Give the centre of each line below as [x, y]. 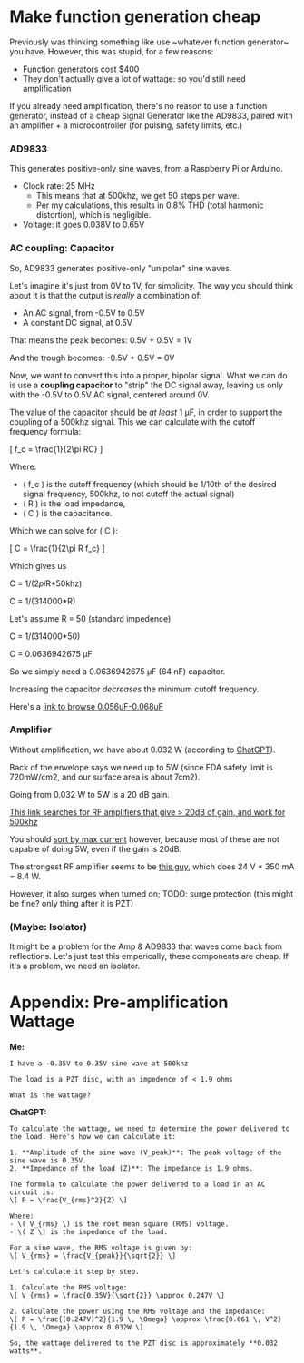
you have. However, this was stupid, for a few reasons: [112, 51]
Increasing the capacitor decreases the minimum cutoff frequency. [134, 689]
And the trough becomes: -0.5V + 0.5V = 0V [92, 358]
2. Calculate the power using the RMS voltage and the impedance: [137, 1312]
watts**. [26, 1351]
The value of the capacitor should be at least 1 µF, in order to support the [146, 412]
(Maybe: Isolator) [49, 927]
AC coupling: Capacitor [62, 249]
